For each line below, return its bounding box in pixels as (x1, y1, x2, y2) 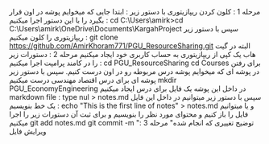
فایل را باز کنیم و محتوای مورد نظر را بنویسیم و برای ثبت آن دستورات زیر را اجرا (9, 109, 249, 119)
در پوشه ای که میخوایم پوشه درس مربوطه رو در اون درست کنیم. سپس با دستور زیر (9, 67, 260, 76)
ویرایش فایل (9, 126, 47, 136)
